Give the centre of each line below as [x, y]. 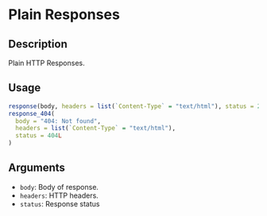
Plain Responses [64, 15]
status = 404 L [39, 136]
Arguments [37, 168]
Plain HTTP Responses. [46, 63]
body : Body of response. [59, 187]
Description [38, 44]
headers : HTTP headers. [59, 195]
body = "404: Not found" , [58, 121]
